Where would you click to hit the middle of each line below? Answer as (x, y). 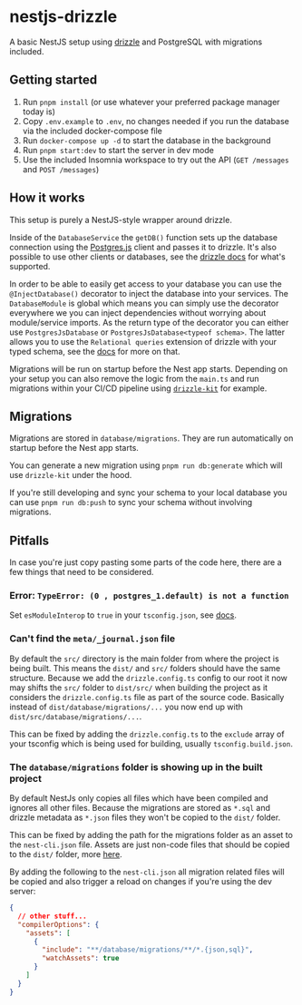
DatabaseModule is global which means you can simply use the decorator (144, 303)
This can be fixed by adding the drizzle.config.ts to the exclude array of (147, 734)
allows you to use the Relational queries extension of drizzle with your (143, 341)
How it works (47, 198)
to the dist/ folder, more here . (66, 854)
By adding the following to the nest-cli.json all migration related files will (147, 872)
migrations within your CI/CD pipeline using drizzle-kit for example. (138, 388)
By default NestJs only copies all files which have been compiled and (139, 798)
